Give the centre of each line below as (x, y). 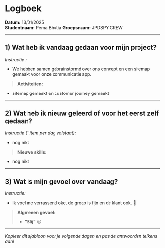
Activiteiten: (30, 84)
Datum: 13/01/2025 (25, 22)
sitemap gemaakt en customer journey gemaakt (60, 93)
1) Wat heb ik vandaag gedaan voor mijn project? (81, 47)
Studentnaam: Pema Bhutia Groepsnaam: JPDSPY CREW (64, 27)
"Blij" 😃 (33, 222)
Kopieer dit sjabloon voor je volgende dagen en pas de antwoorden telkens (81, 236)
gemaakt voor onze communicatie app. (52, 74)
